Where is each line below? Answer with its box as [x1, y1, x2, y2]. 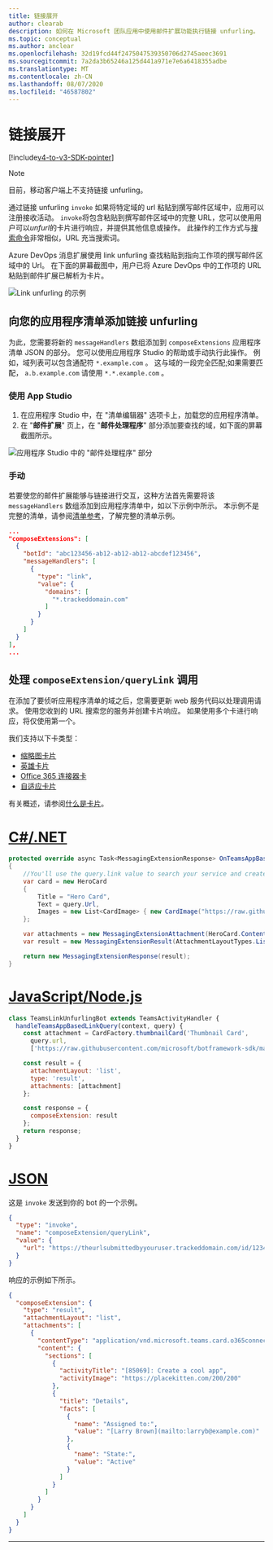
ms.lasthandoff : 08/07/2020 [8, 80, 104, 88]
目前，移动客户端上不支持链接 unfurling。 [8, 185, 148, 195]
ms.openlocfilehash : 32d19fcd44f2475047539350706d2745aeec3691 [8, 50, 227, 58]
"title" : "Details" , [59, 1397, 129, 1405]
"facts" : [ [59, 1404, 96, 1413]
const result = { [23, 1060, 82, 1068]
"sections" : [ [44, 1351, 93, 1360]
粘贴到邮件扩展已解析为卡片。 [8, 270, 108, 281]
